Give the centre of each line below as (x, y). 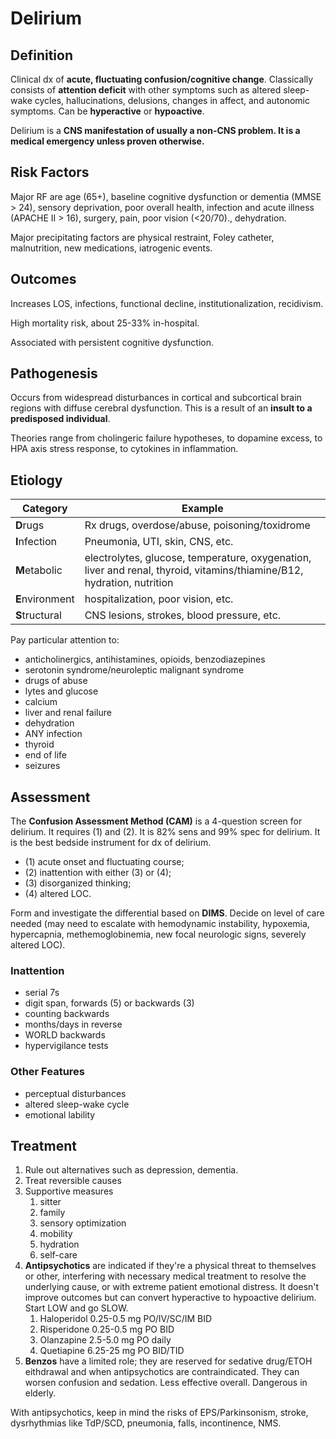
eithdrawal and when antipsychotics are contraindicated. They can (162, 1372)
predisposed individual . (60, 419)
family (52, 1213)
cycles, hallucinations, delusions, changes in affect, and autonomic (172, 100)
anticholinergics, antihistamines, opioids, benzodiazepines (145, 659)
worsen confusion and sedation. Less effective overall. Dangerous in (166, 1383)
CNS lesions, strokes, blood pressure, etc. (183, 615)
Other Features (47, 1072)
